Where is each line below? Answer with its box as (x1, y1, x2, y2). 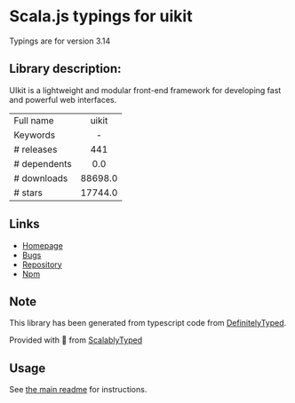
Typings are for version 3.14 (9, 36, 111, 46)
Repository (21, 259, 62, 270)
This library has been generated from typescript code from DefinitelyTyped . (9, 318, 287, 328)
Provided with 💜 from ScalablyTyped (9, 335, 143, 345)
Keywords (13, 129, 56, 141)
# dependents (13, 157, 73, 170)
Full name (13, 114, 55, 126)
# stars (13, 186, 43, 199)
